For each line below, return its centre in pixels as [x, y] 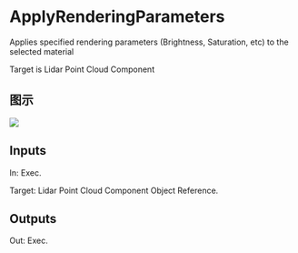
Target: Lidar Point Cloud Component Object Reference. [114, 190]
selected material [42, 51]
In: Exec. [25, 172]
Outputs [33, 219]
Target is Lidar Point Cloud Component [82, 69]
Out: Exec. [29, 241]
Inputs [28, 151]
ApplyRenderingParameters [117, 17]
